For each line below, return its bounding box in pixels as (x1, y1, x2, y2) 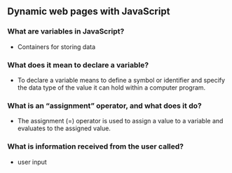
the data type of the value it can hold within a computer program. (17, 83, 206, 92)
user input (17, 158, 47, 166)
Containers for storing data (17, 42, 96, 51)
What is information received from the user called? (7, 141, 184, 151)
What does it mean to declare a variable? (7, 60, 149, 69)
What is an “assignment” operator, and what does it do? (7, 101, 202, 111)
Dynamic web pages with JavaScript (7, 6, 170, 18)
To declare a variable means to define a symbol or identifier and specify (17, 76, 226, 84)
